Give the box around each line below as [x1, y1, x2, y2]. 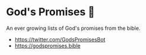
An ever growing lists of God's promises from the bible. [6, 25, 141, 32]
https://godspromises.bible [14, 42, 81, 49]
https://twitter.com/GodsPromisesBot [14, 36, 106, 43]
